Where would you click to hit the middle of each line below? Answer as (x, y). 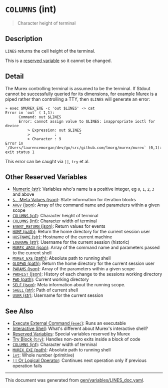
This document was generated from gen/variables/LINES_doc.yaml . (75, 380)
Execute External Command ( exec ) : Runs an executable (69, 323)
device (12, 126)
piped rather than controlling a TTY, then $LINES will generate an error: (78, 99)
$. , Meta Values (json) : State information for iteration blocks (74, 200)
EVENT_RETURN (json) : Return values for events (59, 226)
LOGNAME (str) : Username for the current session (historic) (71, 242)
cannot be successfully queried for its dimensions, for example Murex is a (81, 94)
